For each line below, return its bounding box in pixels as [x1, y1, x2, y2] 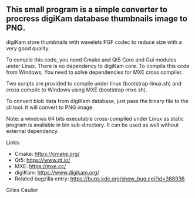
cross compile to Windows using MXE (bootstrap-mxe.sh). [6, 86, 148, 93]
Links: [6, 139, 21, 146]
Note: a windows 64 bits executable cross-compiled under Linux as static [6, 115, 184, 122]
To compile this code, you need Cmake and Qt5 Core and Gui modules [6, 56, 177, 63]
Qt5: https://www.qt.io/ [14, 156, 70, 163]
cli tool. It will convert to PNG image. [6, 104, 94, 111]
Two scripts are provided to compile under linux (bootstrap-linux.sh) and [6, 80, 182, 87]
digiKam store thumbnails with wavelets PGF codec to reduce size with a [6, 38, 182, 46]
